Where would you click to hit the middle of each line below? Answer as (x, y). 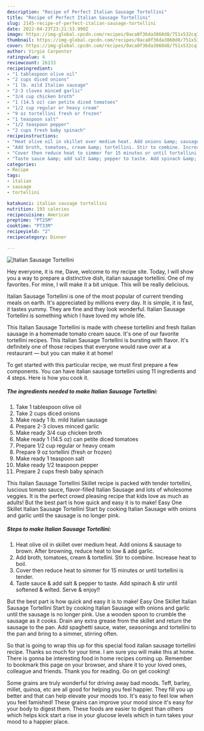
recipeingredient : (30, 68)
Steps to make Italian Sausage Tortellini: (59, 529)
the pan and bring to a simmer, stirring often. (63, 633)
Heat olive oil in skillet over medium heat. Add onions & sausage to (99, 544)
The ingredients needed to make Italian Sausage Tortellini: (82, 391)
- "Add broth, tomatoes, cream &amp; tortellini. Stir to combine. (94, 147)
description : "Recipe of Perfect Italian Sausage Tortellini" (87, 12)
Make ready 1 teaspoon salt (50, 458)
